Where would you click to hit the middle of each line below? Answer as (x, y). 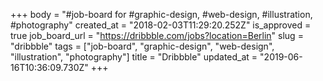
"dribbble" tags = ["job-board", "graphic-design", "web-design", (142, 46)
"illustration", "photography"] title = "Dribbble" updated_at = (134, 57)
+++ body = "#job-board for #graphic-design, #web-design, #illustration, (161, 14)
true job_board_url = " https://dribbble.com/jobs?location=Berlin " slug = (157, 35)
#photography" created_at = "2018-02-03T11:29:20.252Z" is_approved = (161, 25)
